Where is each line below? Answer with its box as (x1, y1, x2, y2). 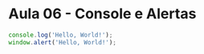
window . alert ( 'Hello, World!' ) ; (8, 38, 116, 46)
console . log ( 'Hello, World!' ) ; (8, 31, 113, 39)
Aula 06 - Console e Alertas (8, 5, 197, 23)
